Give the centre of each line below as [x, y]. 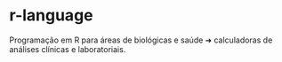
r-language [51, 15]
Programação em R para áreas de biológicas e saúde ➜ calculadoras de [141, 40]
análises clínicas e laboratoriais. [68, 49]
